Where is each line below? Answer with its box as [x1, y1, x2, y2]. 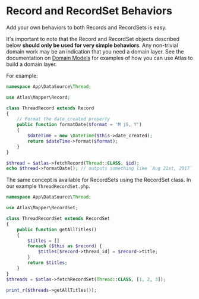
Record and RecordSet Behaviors [6, 4, 173, 18]
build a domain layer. [6, 61, 57, 68]
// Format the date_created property [17, 116, 110, 122]
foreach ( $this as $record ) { [27, 243, 102, 249]
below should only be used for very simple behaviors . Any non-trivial [6, 42, 178, 49]
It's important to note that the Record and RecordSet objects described [6, 35, 180, 42]
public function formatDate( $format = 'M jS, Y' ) [17, 122, 143, 128]
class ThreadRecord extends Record [6, 105, 94, 111]
